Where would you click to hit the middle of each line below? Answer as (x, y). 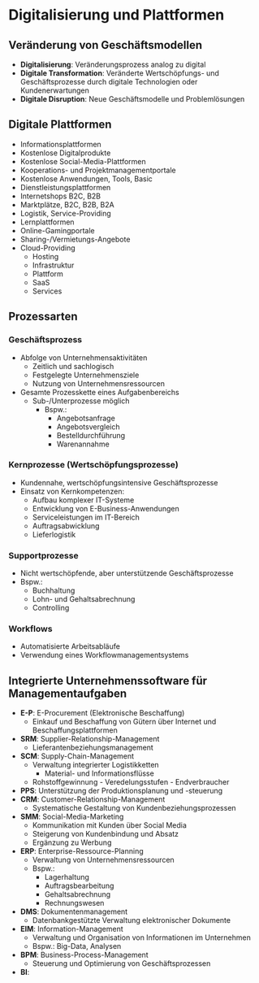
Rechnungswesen (74, 903)
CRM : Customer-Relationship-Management (93, 799)
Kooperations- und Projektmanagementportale (98, 170)
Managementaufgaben (68, 693)
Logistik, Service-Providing (65, 213)
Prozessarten (43, 317)
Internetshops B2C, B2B (60, 196)
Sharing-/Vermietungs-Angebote (75, 239)
